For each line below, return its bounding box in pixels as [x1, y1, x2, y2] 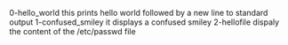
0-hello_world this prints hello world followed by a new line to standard [9, 8, 268, 18]
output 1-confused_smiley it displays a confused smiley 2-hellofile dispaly [9, 17, 280, 27]
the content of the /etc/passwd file [9, 26, 136, 36]
